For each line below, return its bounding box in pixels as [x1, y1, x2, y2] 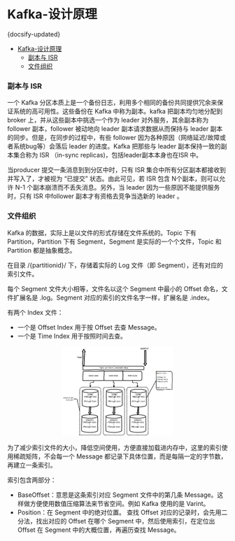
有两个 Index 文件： [7, 308, 64, 316]
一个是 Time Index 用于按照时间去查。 [17, 332, 127, 340]
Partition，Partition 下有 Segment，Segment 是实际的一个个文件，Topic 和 [7, 237, 222, 246]
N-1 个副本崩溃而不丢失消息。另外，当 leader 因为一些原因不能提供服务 [15, 183, 220, 192]
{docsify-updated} [7, 29, 61, 38]
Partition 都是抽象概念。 [7, 246, 76, 254]
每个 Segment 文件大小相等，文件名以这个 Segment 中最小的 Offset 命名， [7, 284, 222, 293]
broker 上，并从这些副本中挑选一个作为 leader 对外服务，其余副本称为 [7, 116, 209, 125]
